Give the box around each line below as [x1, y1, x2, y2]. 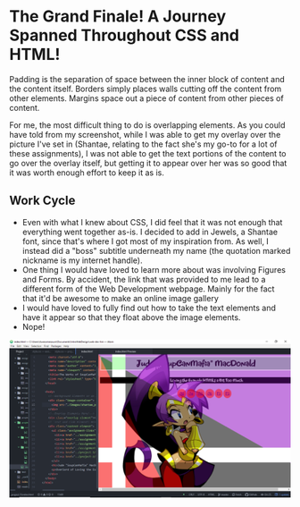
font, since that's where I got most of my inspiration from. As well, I [21, 235, 270, 247]
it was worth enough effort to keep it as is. [9, 167, 165, 178]
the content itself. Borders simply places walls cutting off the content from [9, 83, 282, 94]
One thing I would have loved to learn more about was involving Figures [21, 264, 286, 275]
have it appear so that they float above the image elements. [21, 311, 241, 323]
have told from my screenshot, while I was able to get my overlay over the [9, 129, 281, 139]
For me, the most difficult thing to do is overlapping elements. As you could [9, 119, 286, 131]
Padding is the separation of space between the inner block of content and [9, 73, 285, 84]
